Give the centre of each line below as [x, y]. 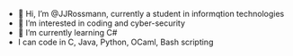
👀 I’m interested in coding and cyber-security [102, 23]
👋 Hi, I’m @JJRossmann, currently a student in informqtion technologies [151, 14]
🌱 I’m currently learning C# [67, 32]
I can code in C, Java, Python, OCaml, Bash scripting [115, 42]
